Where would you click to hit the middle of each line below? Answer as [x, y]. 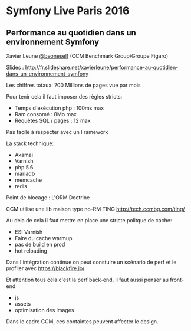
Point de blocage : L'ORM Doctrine [48, 198]
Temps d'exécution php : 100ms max [59, 108]
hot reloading [31, 251]
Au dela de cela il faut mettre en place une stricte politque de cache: [89, 220]
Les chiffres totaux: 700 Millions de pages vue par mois [73, 85]
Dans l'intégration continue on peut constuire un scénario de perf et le [91, 262]
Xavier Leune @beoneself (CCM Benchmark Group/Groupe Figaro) [87, 56]
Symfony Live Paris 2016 [68, 11]
